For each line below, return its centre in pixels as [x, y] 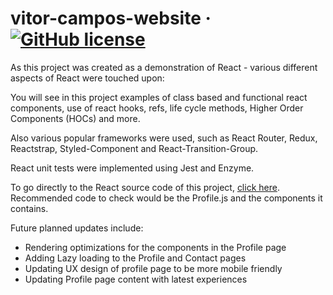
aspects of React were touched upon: [87, 78]
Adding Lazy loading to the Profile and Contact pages [135, 258]
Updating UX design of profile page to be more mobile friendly [153, 268]
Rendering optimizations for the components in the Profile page [155, 247]
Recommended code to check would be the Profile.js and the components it [166, 198]
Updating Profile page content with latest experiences [136, 279]
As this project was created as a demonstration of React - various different [164, 67]
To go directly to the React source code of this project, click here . [145, 187]
